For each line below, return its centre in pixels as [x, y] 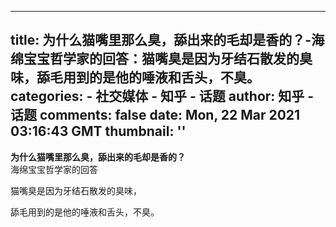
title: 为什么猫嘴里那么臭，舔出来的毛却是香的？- [161, 40]
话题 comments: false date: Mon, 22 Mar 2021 [155, 115]
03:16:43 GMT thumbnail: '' [98, 131]
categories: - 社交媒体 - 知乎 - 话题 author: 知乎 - [162, 96]
